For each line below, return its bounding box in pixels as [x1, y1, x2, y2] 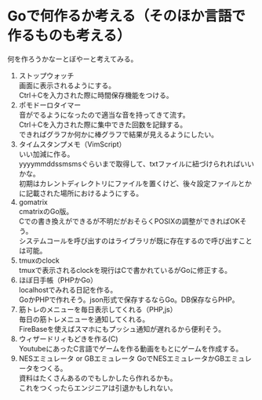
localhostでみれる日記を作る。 [18, 285, 118, 294]
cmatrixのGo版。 [18, 206, 74, 216]
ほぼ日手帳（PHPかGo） [18, 275, 97, 285]
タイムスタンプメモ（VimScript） [18, 139, 126, 149]
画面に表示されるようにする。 [18, 80, 115, 90]
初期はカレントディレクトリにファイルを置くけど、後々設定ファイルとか [18, 178, 253, 188]
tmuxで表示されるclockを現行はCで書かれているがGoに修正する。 [18, 265, 232, 275]
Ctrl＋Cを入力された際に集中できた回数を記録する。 [18, 119, 187, 129]
